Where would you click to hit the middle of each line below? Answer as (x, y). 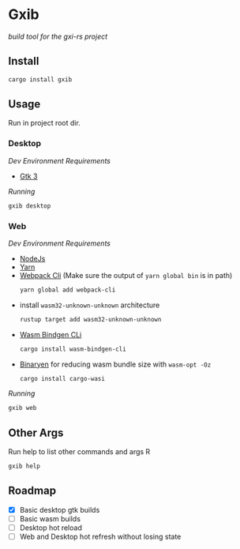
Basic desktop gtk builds (60, 510)
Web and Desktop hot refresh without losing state (100, 536)
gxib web (22, 408)
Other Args (36, 432)
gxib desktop (30, 206)
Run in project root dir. (44, 123)
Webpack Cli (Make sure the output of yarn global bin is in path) (126, 275)
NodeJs (32, 258)
